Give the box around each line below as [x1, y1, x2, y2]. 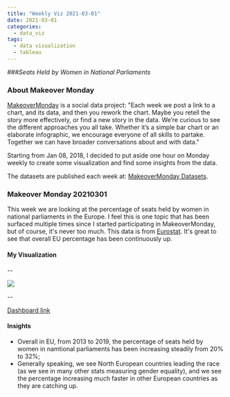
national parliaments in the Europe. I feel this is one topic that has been [7, 212, 210, 221]
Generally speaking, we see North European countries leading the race [17, 359, 220, 368]
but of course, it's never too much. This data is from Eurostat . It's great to [7, 227, 217, 236]
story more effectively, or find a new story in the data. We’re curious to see [7, 116, 220, 124]
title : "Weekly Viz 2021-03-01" [7, 10, 100, 17]
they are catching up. [17, 381, 78, 389]
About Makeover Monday [7, 85, 95, 94]
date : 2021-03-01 [7, 17, 57, 24]
